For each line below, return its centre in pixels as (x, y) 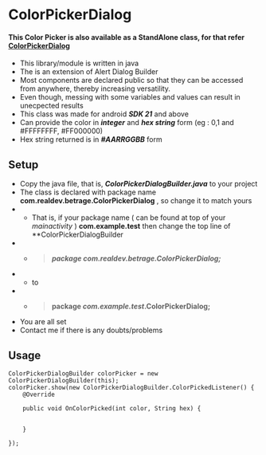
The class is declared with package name (88, 192)
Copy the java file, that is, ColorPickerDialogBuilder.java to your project (139, 184)
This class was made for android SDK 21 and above (104, 114)
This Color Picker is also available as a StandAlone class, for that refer (127, 37)
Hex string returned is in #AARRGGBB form (91, 139)
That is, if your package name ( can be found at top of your (129, 218)
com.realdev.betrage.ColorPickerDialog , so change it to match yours (136, 201)
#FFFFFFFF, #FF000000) (61, 131)
